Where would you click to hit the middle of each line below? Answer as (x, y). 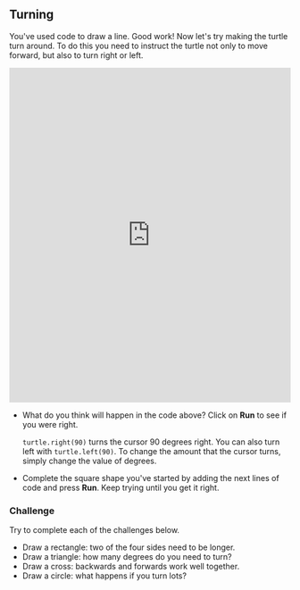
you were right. (50, 424)
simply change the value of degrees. (89, 461)
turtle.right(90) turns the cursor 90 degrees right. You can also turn (151, 442)
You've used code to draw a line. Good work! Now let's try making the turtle (149, 36)
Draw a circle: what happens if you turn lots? (104, 576)
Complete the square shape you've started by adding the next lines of (150, 478)
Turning (32, 15)
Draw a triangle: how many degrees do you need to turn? (127, 557)
